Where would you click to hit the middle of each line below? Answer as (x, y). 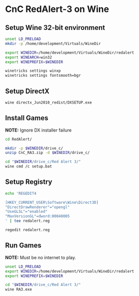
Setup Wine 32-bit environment (55, 28)
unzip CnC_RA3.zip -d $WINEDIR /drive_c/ (48, 153)
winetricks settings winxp (33, 71)
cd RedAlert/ (19, 139)
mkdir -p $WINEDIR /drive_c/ (34, 148)
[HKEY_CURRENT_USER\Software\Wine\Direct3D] (52, 202)
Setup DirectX (27, 91)
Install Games (27, 118)
